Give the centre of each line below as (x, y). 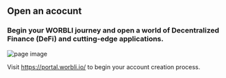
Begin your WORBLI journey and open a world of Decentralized (113, 31)
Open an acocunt (45, 11)
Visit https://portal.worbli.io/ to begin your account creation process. (104, 66)
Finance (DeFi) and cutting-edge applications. (86, 39)
